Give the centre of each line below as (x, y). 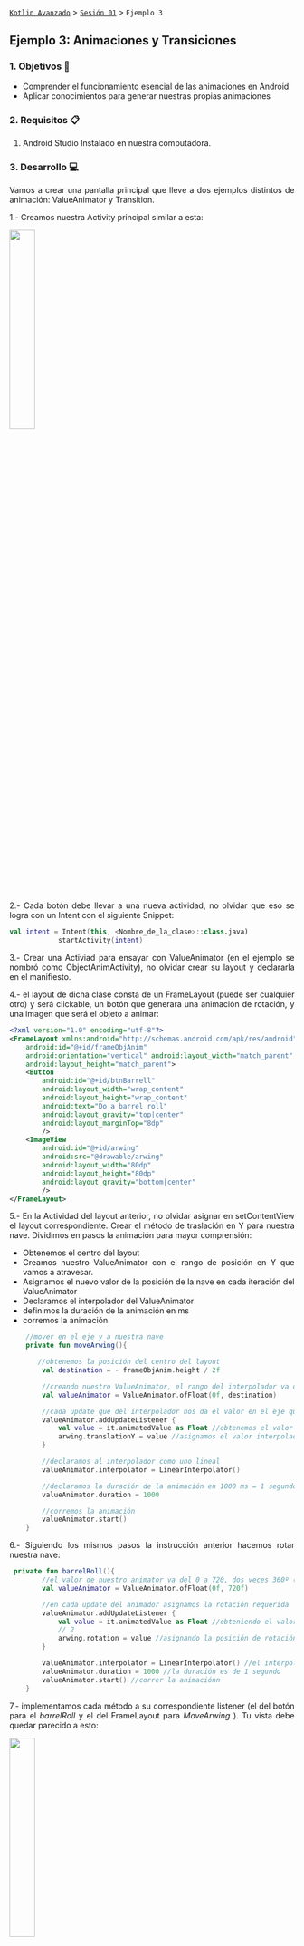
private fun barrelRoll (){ (64, 1572)
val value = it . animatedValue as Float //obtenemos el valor (176, 1428)
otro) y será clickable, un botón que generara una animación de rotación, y (152, 1004)
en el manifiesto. (40, 977)
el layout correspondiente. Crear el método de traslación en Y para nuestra (152, 1225)
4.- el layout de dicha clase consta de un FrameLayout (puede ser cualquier (152, 994)
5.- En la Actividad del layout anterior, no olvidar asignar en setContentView (152, 1216)
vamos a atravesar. (58, 1273)
